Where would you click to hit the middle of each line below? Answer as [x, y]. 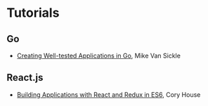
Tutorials [33, 13]
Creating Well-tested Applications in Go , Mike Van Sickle [98, 55]
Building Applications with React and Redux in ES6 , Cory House [109, 94]
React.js [25, 78]
